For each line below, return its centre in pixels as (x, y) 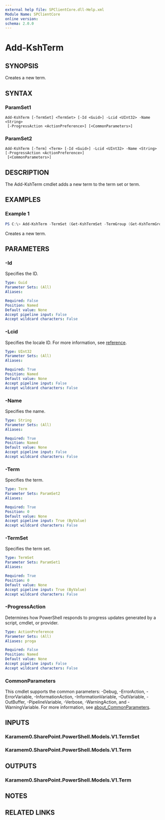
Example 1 (17, 214)
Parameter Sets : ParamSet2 (33, 494)
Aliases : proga (21, 641)
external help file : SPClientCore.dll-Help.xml (55, 10)
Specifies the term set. (28, 549)
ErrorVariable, (19, 697)
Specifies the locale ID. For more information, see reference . (66, 342)
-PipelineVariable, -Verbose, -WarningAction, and (77, 702)
